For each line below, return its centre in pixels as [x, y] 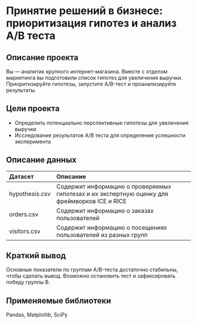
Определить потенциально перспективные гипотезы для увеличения [101, 123]
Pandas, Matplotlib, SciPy [37, 315]
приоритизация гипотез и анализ [91, 23]
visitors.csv [25, 231]
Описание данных [41, 160]
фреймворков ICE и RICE [92, 201]
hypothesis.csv [30, 194]
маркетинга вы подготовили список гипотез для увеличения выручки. [94, 78]
